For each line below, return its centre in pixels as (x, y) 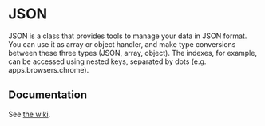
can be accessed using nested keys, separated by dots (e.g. (107, 61)
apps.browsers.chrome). (49, 69)
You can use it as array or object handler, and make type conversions (122, 44)
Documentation (48, 95)
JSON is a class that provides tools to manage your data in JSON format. (128, 36)
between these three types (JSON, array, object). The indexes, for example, (133, 53)
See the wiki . (30, 114)
